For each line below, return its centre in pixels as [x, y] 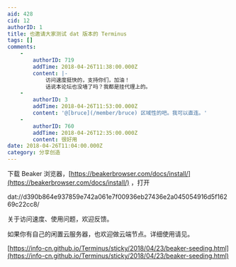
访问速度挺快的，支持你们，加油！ [88, 80]
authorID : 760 [54, 126]
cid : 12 [19, 21]
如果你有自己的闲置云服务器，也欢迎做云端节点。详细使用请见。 [100, 234]
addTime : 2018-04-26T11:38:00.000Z [85, 67]
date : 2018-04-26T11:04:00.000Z [55, 146]
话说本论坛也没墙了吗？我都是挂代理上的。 [98, 87]
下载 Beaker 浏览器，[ [39, 174]
